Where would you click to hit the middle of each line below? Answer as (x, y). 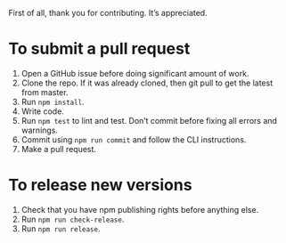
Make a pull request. (59, 149)
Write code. (42, 111)
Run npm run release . (61, 228)
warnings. (40, 130)
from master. (45, 92)
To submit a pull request (99, 49)
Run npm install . (53, 101)
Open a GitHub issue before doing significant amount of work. (135, 73)
